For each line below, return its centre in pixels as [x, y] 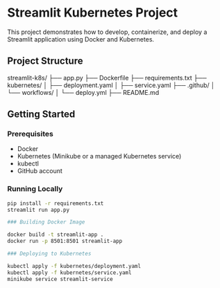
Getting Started [41, 115]
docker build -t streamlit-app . [56, 235]
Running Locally [35, 189]
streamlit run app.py [39, 210]
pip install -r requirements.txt [56, 203]
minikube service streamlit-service [60, 279]
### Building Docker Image [46, 222]
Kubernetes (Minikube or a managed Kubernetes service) [99, 156]
